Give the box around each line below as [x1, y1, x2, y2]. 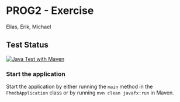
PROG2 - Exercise [6, 4, 94, 17]
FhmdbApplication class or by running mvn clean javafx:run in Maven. [6, 89, 174, 96]
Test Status [6, 40, 49, 50]
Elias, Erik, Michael [6, 23, 51, 30]
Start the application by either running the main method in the [6, 83, 153, 90]
